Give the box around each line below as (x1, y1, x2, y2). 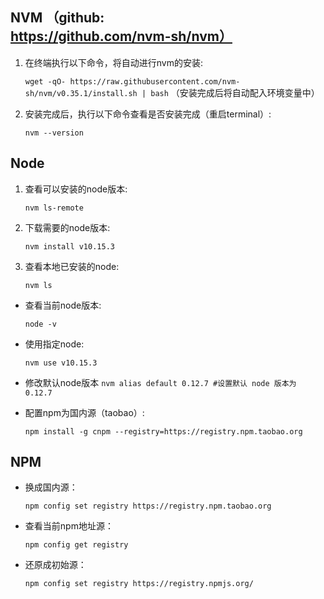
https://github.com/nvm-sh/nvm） (10, 28, 233, 45)
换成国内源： (24, 481, 78, 493)
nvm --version (24, 128, 84, 138)
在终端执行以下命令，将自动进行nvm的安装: (24, 56, 204, 68)
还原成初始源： (24, 559, 87, 571)
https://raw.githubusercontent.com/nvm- (69, 76, 241, 87)
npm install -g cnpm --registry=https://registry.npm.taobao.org (24, 426, 303, 437)
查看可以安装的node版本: (24, 183, 128, 195)
